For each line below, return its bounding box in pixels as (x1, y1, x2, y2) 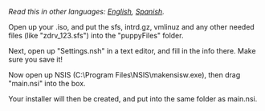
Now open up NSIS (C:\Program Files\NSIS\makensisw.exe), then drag (8, 70, 241, 79)
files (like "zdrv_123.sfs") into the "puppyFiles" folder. (8, 31, 184, 40)
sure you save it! (8, 55, 63, 64)
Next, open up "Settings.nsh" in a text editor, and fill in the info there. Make (8, 46, 256, 55)
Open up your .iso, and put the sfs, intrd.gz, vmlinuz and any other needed (8, 22, 255, 31)
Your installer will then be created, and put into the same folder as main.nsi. (8, 94, 258, 103)
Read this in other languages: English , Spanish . (8, 7, 165, 16)
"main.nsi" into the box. (8, 79, 86, 88)
